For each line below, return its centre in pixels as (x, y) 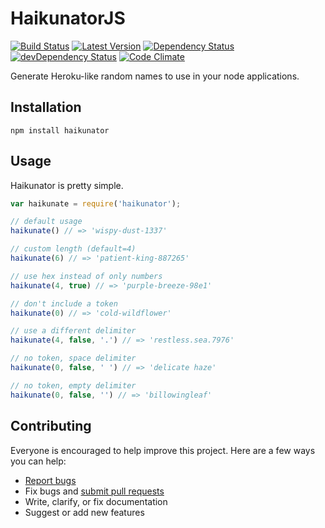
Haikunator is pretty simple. (67, 185)
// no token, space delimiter (73, 358)
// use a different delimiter (73, 331)
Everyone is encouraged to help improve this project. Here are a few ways (163, 450)
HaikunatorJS (68, 18)
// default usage (46, 222)
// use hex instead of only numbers (86, 276)
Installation (46, 107)
